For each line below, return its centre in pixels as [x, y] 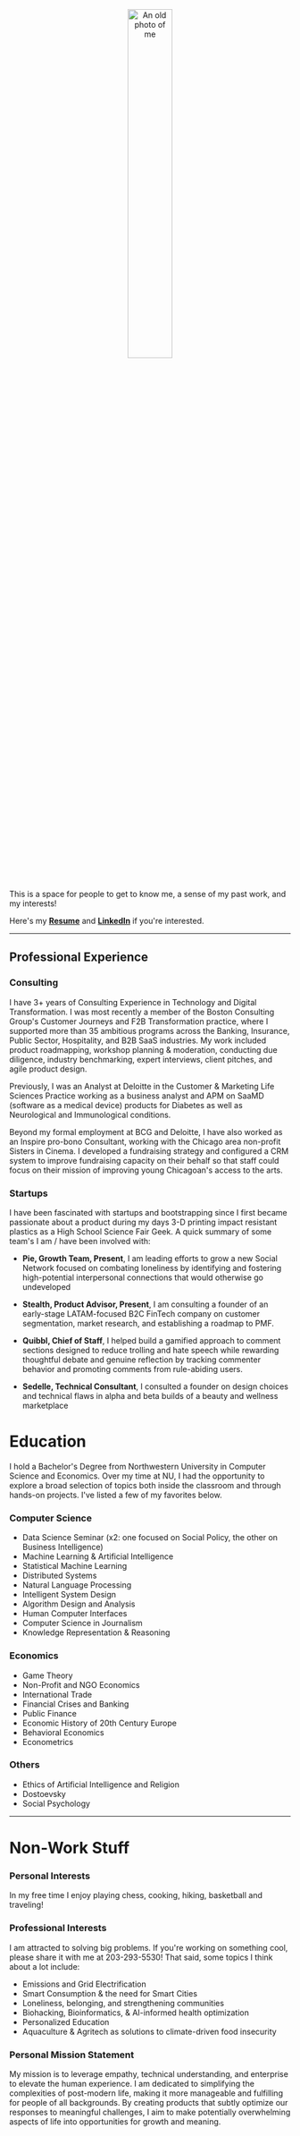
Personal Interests [50, 1876]
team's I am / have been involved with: [80, 1241]
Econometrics [48, 1742]
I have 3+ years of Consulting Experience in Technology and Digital [133, 1002]
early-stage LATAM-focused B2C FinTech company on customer [141, 1313]
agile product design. [48, 1069]
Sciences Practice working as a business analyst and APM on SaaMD [137, 1096]
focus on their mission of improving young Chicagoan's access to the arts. [146, 1170]
